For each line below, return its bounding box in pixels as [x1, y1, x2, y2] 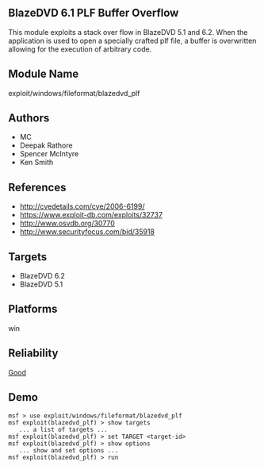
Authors [8, 111, 50, 125]
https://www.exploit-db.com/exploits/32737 [19, 210, 163, 220]
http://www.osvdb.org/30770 [19, 218, 115, 229]
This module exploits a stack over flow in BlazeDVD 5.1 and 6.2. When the [8, 27, 248, 37]
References [8, 180, 67, 194]
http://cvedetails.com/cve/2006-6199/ [19, 202, 145, 211]
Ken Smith [19, 158, 54, 167]
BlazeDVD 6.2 [19, 271, 66, 281]
